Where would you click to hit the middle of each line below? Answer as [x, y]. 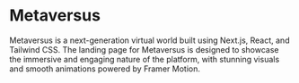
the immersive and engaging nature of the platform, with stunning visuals [145, 59]
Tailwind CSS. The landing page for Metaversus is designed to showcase [145, 49]
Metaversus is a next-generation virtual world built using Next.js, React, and [149, 40]
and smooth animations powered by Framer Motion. [105, 69]
